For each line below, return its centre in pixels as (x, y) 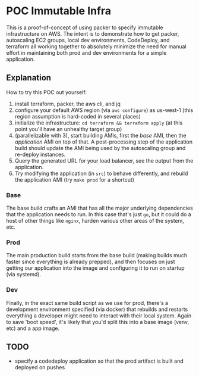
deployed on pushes (40, 367)
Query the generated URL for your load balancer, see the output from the (104, 161)
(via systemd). (24, 275)
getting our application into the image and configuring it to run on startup (96, 268)
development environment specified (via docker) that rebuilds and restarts (97, 309)
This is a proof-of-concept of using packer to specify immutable (85, 27)
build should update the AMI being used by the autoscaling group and (100, 148)
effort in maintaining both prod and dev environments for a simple (86, 52)
